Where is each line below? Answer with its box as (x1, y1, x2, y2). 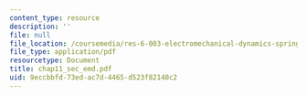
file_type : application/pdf (9, 48, 117, 57)
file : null (9, 30, 51, 39)
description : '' (9, 22, 71, 31)
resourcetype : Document (9, 56, 101, 65)
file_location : (9, 38, 68, 48)
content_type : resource (9, 13, 101, 23)
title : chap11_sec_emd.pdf (9, 65, 112, 74)
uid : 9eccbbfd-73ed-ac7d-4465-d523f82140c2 (9, 73, 178, 82)
